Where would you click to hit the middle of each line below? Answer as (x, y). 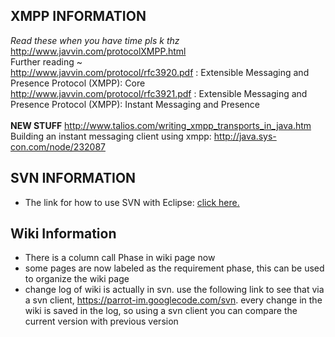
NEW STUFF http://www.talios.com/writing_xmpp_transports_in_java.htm (161, 125)
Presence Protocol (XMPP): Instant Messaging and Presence (135, 104)
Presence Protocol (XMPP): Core (78, 83)
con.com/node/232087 (58, 146)
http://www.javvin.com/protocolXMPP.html (98, 51)
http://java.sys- (245, 136)
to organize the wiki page (77, 279)
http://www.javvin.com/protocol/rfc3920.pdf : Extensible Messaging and (160, 72)
